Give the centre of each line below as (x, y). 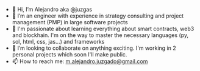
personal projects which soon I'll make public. (70, 54)
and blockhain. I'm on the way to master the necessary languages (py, (100, 35)
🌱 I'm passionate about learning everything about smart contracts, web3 (103, 29)
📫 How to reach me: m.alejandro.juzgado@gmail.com (80, 61)
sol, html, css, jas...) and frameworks (58, 42)
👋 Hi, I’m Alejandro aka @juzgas (52, 9)
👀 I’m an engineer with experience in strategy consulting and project (98, 16)
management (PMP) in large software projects (70, 22)
